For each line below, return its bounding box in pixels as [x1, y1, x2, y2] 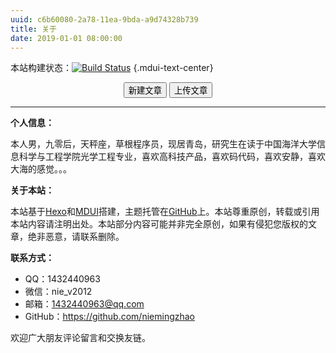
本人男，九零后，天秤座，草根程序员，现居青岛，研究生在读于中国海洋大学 [10, 138, 317, 150]
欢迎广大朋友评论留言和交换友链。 [10, 332, 151, 344]
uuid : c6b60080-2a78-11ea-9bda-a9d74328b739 [10, 14, 199, 25]
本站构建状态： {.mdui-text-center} [10, 62, 214, 74]
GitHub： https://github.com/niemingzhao [24, 311, 196, 323]
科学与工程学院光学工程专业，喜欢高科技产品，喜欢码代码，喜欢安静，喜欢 [18, 151, 326, 163]
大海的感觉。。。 [10, 163, 72, 175]
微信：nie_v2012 [24, 286, 93, 298]
